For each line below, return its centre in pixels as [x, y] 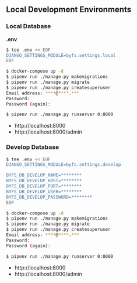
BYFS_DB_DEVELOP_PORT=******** [44, 186]
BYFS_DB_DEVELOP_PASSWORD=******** [49, 197]
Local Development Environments [69, 10]
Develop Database [33, 147]
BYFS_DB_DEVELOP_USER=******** [44, 192]
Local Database [29, 26]
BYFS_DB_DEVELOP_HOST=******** [44, 181]
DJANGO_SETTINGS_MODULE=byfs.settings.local [61, 55]
